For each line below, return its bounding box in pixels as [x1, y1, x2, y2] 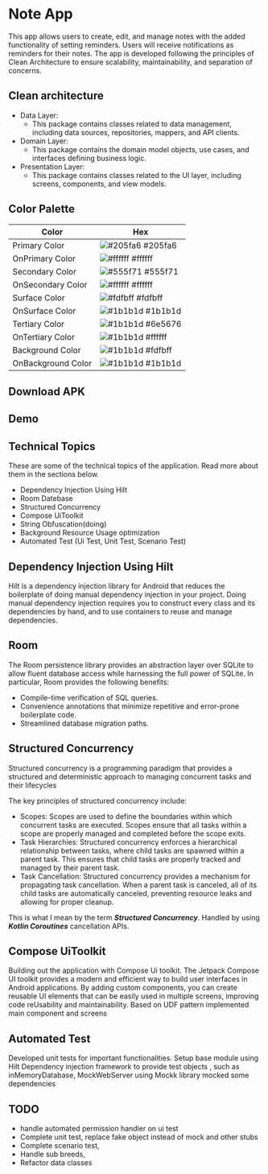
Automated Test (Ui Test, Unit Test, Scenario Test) [19, 536, 187, 546]
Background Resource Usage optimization [19, 528, 160, 538]
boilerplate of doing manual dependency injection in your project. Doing [8, 589, 247, 599]
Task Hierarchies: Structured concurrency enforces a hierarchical [19, 837, 237, 846]
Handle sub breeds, [19, 1149, 86, 1160]
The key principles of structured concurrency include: [8, 796, 188, 805]
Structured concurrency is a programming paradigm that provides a [8, 763, 233, 773]
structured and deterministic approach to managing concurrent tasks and [8, 771, 252, 781]
